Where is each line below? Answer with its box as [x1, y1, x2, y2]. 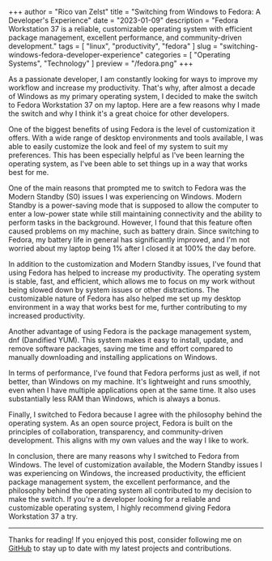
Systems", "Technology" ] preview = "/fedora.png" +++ [8, 58, 193, 68]
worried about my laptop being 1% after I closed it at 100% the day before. [8, 243, 257, 253]
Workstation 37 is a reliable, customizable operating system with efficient [8, 24, 253, 33]
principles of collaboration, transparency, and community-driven [8, 427, 223, 436]
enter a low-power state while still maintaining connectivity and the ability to [8, 209, 262, 218]
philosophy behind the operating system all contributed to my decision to [8, 486, 253, 495]
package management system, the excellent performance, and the [8, 477, 231, 486]
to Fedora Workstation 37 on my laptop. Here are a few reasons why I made [8, 101, 261, 109]
